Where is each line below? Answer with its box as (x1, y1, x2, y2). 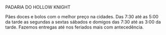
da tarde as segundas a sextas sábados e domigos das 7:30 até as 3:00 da (5, 19, 161, 25)
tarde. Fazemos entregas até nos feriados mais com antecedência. (5, 24, 144, 30)
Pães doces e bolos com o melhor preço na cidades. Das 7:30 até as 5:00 (5, 14, 159, 19)
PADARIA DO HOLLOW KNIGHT (5, 4, 71, 10)
